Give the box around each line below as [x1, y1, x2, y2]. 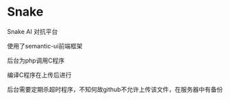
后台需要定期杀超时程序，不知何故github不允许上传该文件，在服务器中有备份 [7, 85, 223, 93]
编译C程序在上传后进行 [7, 71, 72, 79]
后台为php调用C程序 [7, 56, 65, 65]
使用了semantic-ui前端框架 [7, 41, 84, 50]
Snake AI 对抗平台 [7, 27, 58, 35]
